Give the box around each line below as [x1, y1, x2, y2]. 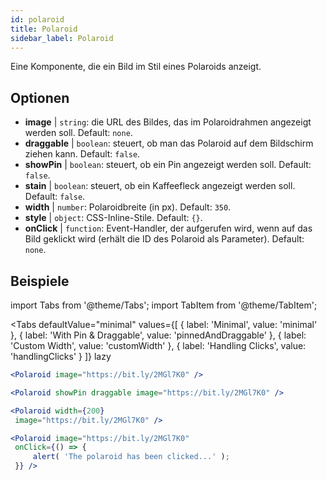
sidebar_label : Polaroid [10, 33, 114, 43]
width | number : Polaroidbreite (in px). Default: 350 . [24, 201, 232, 213]
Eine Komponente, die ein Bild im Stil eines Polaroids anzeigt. [10, 61, 262, 73]
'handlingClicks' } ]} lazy [10, 351, 112, 362]
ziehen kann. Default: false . [24, 148, 141, 160]
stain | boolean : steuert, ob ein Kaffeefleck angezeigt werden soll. [24, 180, 296, 192]
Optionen [10, 89, 70, 106]
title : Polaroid [10, 24, 78, 34]
